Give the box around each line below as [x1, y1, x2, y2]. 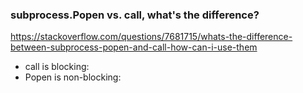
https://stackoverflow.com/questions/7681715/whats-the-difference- [10, 31, 293, 43]
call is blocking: [24, 61, 90, 73]
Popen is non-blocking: [24, 71, 122, 83]
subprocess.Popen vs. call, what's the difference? [10, 8, 260, 22]
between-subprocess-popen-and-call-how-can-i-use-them [10, 41, 258, 53]
